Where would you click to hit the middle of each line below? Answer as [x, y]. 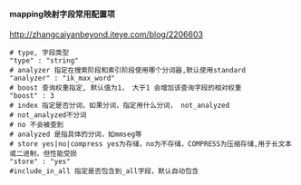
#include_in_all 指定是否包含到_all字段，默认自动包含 [104, 171]
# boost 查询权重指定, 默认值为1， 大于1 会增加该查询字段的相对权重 [126, 88]
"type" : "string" [44, 61]
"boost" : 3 [32, 96]
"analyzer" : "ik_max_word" [63, 78]
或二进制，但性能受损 [43, 154]
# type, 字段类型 [39, 53]
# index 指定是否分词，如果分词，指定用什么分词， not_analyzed [120, 106]
